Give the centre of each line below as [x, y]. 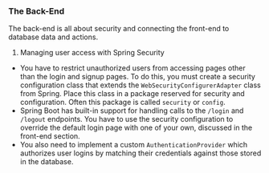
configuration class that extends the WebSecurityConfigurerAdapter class [140, 85]
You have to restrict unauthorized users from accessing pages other [133, 68]
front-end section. [50, 136]
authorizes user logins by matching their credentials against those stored [141, 153]
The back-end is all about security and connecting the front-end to [119, 29]
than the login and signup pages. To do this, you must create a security [137, 77]
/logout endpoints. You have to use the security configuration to [126, 119]
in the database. [47, 162]
